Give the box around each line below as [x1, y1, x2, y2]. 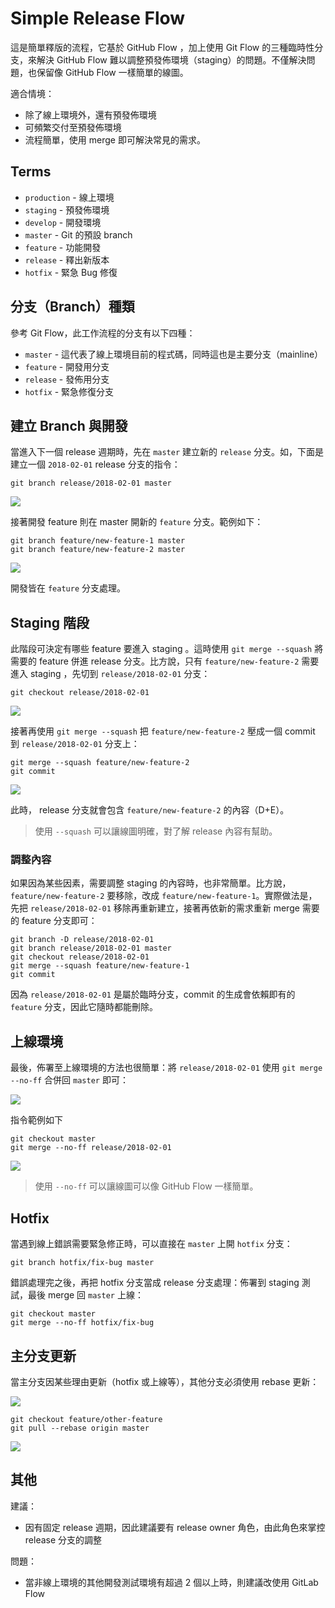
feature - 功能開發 [24, 241, 102, 253]
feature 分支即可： [21, 915, 98, 927]
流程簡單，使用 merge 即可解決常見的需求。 [24, 133, 206, 146]
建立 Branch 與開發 [10, 417, 128, 434]
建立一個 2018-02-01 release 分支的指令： [10, 458, 181, 471]
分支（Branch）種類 [10, 298, 135, 316]
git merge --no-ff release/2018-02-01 [10, 1143, 172, 1153]
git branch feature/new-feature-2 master [10, 545, 186, 555]
